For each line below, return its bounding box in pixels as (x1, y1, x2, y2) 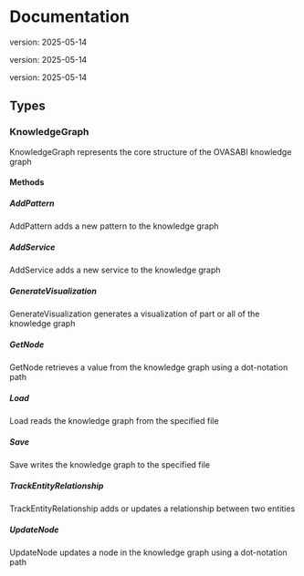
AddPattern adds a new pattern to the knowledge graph (9, 221, 219, 231)
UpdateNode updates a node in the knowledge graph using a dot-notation (9, 547, 288, 558)
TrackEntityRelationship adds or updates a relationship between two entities (9, 503, 296, 514)
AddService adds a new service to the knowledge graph (9, 264, 221, 275)
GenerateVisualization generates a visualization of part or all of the (9, 308, 260, 320)
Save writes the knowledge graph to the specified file (9, 459, 210, 470)
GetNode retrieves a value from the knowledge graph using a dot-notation (9, 362, 288, 373)
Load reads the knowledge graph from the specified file (9, 416, 219, 427)
